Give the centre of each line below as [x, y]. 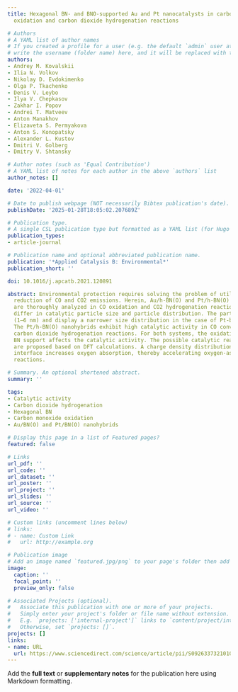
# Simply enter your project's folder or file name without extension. [119, 614]
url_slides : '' [30, 497]
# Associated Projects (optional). [60, 601]
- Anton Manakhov [33, 119]
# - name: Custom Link [41, 535]
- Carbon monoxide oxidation [50, 419]
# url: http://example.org [50, 543]
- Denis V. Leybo [33, 93]
